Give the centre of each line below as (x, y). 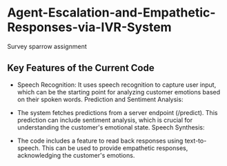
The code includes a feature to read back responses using (100, 141)
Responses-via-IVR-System (89, 27)
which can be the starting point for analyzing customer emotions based (119, 92)
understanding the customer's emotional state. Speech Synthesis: (111, 127)
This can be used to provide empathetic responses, (115, 148)
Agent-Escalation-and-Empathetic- (111, 13)
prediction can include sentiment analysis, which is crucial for (105, 120)
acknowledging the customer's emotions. (76, 155)
